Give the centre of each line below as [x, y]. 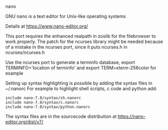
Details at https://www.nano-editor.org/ [47, 26]
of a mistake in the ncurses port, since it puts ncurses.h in [66, 47]
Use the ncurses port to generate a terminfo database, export [70, 62]
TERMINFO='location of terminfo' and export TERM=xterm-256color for [81, 68]
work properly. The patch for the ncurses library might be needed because [84, 41]
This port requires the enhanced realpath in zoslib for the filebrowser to [81, 36]
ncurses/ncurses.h [25, 52]
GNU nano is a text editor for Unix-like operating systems [66, 16]
